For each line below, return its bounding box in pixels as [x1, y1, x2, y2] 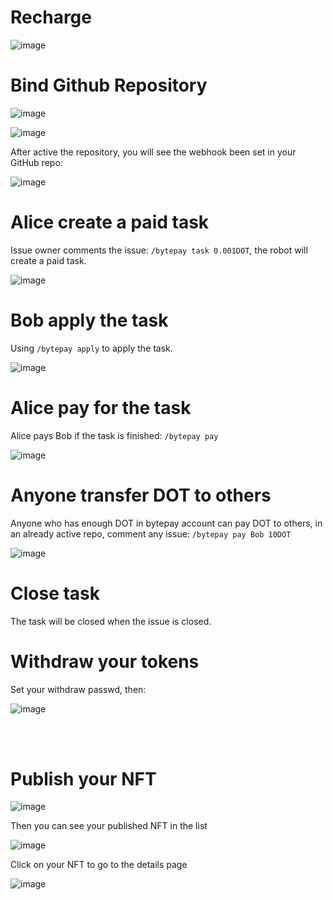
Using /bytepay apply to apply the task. [10, 342, 173, 354]
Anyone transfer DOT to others [10, 484, 272, 506]
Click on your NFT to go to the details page [10, 859, 188, 871]
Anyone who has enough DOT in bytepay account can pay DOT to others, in [10, 517, 323, 529]
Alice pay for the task [10, 396, 192, 419]
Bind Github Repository [10, 74, 208, 97]
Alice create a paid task [10, 211, 210, 234]
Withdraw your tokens [10, 650, 200, 673]
